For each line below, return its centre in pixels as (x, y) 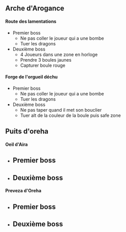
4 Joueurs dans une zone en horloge (59, 54)
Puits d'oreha (27, 131)
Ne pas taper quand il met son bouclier (61, 110)
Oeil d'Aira (17, 144)
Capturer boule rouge (43, 65)
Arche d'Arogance (35, 8)
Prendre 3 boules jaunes (46, 60)
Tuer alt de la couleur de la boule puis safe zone (70, 115)
